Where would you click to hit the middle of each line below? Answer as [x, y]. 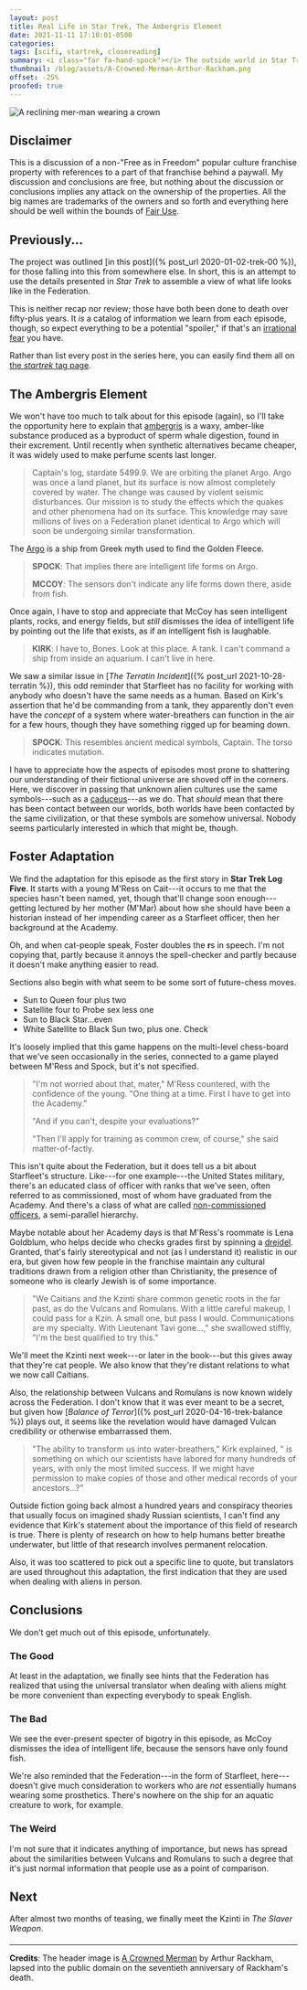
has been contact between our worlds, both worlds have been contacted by [152, 809]
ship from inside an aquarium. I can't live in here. [123, 658]
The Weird [33, 1829]
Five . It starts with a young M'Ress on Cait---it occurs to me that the [138, 889]
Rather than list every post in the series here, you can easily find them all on [152, 356]
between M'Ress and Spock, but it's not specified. [104, 1066]
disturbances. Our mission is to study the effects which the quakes [158, 502]
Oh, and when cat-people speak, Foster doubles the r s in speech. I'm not [147, 945]
